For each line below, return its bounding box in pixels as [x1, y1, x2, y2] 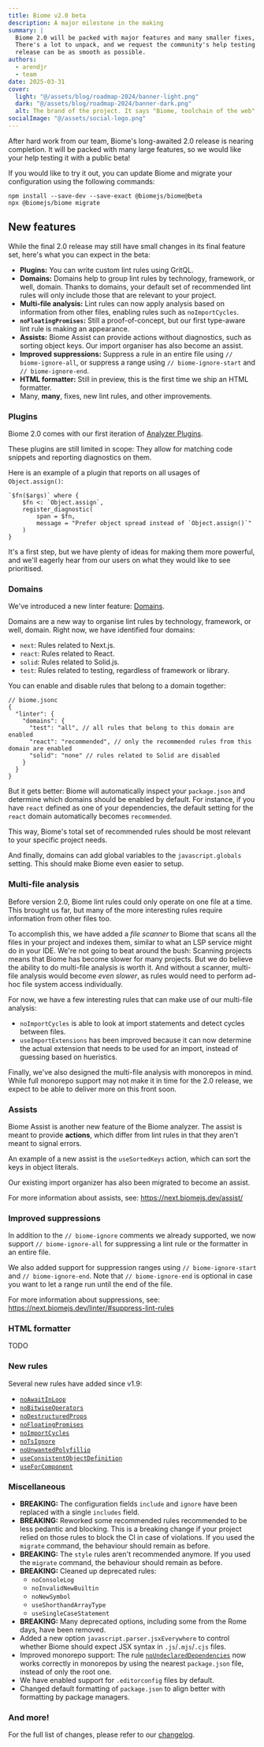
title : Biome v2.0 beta [8, 11, 87, 20]
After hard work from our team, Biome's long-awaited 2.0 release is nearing [8, 136, 254, 146]
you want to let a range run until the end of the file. [8, 1280, 173, 1289]
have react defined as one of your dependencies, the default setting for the [8, 804, 254, 813]
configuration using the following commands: [8, 176, 155, 186]
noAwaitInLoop [19, 1395, 66, 1404]
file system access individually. [22, 979, 124, 989]
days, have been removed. [19, 1625, 106, 1635]
